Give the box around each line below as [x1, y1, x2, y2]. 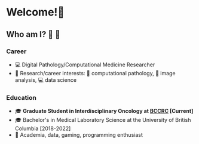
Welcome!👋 [6, 5, 65, 19]
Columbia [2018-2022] [14, 125, 71, 132]
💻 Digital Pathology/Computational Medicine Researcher [14, 61, 155, 68]
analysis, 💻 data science [14, 76, 76, 83]
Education [6, 93, 37, 102]
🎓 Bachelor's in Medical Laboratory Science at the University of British [14, 117, 191, 124]
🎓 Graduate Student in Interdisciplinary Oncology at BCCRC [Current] [14, 108, 194, 115]
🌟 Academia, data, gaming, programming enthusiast [14, 131, 143, 139]
